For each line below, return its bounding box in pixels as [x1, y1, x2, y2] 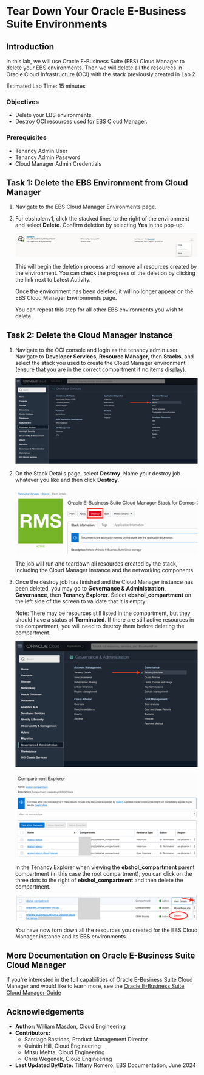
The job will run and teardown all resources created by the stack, [15, 560, 178, 567]
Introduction [6, 41, 55, 52]
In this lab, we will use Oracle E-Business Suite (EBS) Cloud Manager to [6, 58, 185, 65]
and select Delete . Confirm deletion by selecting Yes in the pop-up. [15, 221, 185, 229]
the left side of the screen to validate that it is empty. [15, 598, 147, 605]
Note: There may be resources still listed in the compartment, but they [15, 609, 191, 617]
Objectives [6, 98, 39, 106]
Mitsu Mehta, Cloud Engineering [24, 1049, 105, 1056]
